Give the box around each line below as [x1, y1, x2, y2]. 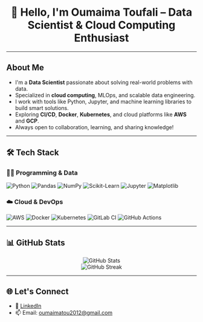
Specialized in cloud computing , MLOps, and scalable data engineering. [14, 91, 196, 98]
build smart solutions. [14, 104, 69, 111]
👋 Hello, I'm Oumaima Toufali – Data [11, 5, 192, 19]
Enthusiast [74, 31, 129, 45]
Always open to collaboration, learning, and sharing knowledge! [14, 123, 174, 130]
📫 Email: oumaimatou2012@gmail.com [14, 309, 113, 317]
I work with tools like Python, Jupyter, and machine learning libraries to [14, 98, 192, 105]
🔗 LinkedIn [14, 302, 42, 310]
